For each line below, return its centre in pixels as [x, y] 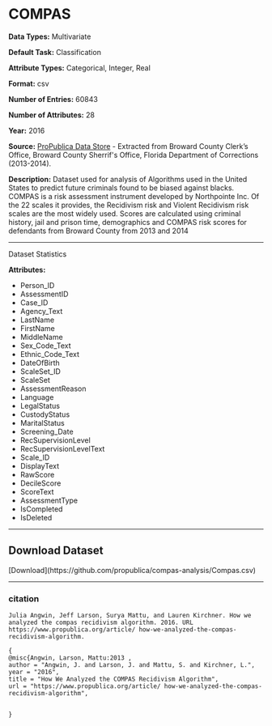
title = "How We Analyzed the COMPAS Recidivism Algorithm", [114, 679]
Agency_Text [41, 311]
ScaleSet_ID [40, 371]
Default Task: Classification [55, 52]
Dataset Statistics [38, 254]
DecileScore [40, 483]
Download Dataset [56, 551]
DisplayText [39, 465]
